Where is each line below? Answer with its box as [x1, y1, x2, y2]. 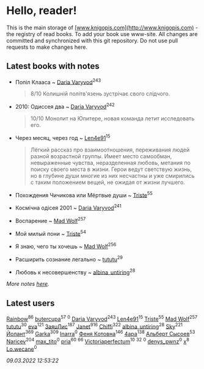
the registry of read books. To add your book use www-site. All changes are [6, 30, 198, 37]
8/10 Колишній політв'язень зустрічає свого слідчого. [30, 90, 170, 98]
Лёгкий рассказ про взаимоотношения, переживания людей [30, 146, 190, 153]
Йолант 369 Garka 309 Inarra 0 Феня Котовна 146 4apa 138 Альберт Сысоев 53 [6, 329, 195, 338]
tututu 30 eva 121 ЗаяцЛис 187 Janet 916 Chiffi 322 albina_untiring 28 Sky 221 [6, 321, 183, 330]
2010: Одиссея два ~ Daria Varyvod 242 [15, 102, 115, 111]
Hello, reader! [6, 4, 78, 18]
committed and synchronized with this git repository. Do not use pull [6, 37, 178, 44]
